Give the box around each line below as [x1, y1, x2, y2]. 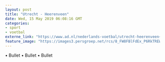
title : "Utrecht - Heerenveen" [5, 12, 69, 17]
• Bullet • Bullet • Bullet [5, 52, 53, 58]
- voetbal [5, 30, 26, 35]
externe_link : [5, 35, 34, 40]
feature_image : [5, 39, 36, 44]
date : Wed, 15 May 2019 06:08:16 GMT [5, 16, 82, 21]
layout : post [5, 7, 32, 12]
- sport [5, 25, 21, 30]
